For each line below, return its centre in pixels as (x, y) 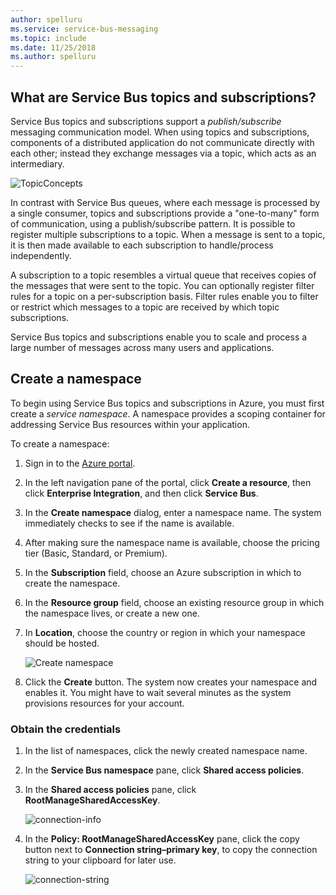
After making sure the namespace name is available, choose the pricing (172, 542)
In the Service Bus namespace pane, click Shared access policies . (164, 770)
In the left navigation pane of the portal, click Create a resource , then (168, 482)
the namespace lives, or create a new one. (112, 613)
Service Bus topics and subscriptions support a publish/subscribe (146, 121)
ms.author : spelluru (53, 57)
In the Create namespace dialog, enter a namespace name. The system (173, 512)
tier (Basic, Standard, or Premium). (96, 553)
